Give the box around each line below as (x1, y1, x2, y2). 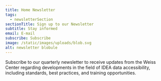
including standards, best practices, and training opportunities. (5, 69, 137, 76)
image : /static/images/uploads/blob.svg (5, 40, 92, 46)
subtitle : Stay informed (5, 26, 58, 31)
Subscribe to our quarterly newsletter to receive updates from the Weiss (5, 59, 156, 65)
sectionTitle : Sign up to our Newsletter (5, 21, 94, 27)
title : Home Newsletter (5, 7, 56, 13)
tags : (5, 12, 17, 17)
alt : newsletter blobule (5, 45, 58, 50)
